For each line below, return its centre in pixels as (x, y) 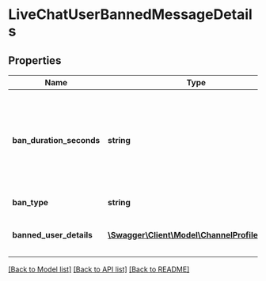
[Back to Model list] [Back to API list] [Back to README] (99, 269)
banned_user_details (53, 235)
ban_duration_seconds (56, 140)
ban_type (30, 202)
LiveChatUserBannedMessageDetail (131, 15)
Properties (35, 60)
